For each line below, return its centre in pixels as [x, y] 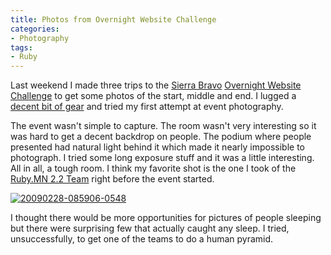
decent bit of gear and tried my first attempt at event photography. [147, 107]
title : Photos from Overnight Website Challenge [113, 19]
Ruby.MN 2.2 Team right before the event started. [112, 179]
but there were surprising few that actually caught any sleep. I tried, [150, 228]
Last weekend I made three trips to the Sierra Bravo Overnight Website [156, 85]
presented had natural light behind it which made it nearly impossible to [157, 147]
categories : [35, 29]
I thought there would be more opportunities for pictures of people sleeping [166, 218]
